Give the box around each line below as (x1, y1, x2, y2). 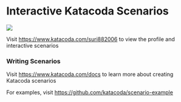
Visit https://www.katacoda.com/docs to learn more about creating (6, 71, 174, 78)
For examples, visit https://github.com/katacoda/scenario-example (6, 89, 173, 96)
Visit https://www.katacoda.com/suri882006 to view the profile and (6, 35, 175, 43)
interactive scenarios (6, 42, 59, 49)
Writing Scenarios (6, 57, 61, 65)
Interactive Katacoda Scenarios (6, 4, 169, 18)
